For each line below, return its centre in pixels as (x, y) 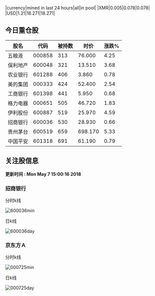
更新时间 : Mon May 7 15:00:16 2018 (43, 174)
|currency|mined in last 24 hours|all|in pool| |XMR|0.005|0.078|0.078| (78, 8)
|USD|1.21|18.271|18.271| (30, 13)
